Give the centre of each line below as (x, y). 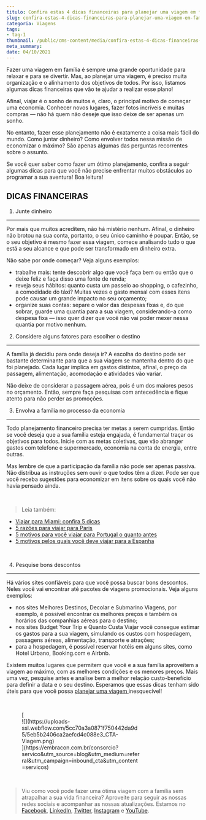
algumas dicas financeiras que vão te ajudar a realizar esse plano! (90, 89)
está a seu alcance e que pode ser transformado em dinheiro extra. (91, 248)
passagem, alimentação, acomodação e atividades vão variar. (84, 373)
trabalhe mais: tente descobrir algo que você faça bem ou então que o (104, 272)
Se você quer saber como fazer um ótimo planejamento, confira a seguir (98, 164)
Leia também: (39, 509)
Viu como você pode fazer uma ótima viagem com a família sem (102, 791)
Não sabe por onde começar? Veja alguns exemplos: (73, 260)
